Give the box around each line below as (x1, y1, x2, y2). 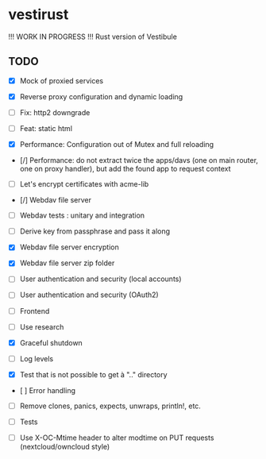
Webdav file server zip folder (19, 258, 115, 268)
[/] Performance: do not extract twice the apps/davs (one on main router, (19, 156, 259, 165)
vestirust (8, 6, 69, 24)
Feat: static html (19, 123, 73, 133)
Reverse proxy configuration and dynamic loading (19, 91, 183, 101)
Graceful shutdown (19, 337, 83, 347)
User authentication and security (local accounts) (19, 274, 182, 283)
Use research (19, 322, 64, 331)
